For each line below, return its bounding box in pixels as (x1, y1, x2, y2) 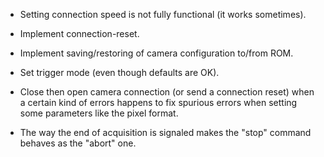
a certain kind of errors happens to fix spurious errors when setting (19, 97, 298, 108)
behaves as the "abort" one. (19, 137, 137, 149)
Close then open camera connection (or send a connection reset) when (19, 86, 315, 98)
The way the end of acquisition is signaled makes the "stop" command (19, 127, 312, 138)
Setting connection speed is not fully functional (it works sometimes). (19, 9, 307, 20)
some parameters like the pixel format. (19, 107, 179, 119)
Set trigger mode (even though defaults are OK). (19, 67, 220, 78)
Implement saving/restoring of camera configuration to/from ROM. (19, 47, 294, 59)
